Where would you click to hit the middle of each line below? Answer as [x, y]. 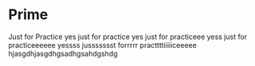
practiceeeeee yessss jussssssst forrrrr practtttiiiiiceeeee [102, 45]
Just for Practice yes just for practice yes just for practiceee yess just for [128, 37]
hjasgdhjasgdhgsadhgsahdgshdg [63, 53]
